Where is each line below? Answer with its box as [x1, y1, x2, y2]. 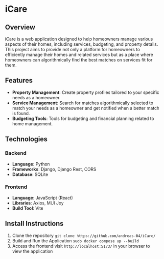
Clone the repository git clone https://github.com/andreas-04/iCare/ [12, 232, 156, 238]
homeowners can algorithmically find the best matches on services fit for [5, 57, 153, 62]
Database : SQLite [12, 171, 48, 177]
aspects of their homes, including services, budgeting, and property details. [5, 41, 158, 47]
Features [5, 76, 33, 85]
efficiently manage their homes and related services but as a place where [5, 52, 153, 58]
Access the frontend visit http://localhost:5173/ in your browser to [12, 243, 150, 249]
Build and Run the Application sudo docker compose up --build [12, 237, 139, 244]
